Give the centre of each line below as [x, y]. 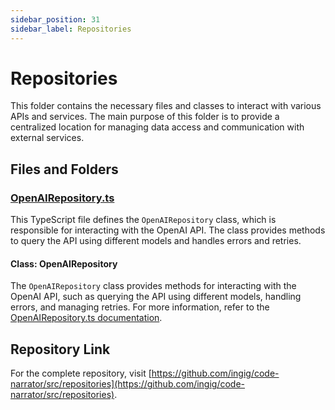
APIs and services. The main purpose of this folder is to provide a [145, 117]
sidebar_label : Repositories [71, 29]
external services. [47, 138]
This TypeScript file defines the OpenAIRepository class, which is [143, 220]
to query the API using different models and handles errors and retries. [156, 241]
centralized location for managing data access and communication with [157, 127]
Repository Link [60, 349]
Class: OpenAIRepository [64, 263]
